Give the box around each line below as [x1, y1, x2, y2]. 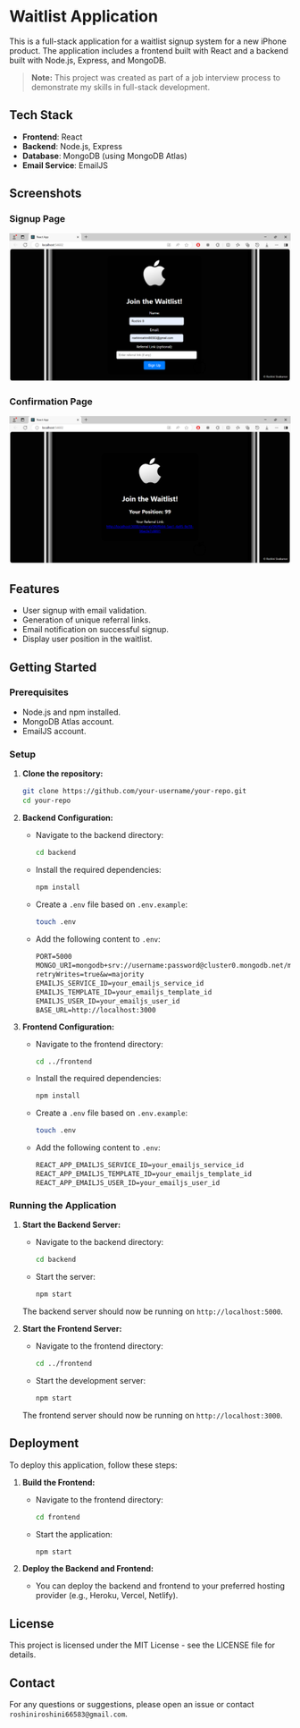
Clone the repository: [21, 768, 104, 779]
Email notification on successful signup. [21, 624, 170, 635]
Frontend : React [21, 131, 83, 142]
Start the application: [35, 1529, 113, 1539]
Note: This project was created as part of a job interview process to [30, 72, 281, 82]
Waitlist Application [9, 6, 159, 27]
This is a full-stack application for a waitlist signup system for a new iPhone [9, 36, 287, 47]
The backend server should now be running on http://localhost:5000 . [21, 1306, 284, 1317]
